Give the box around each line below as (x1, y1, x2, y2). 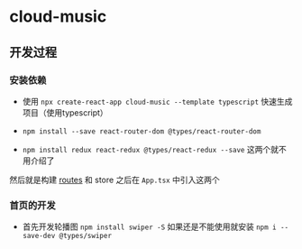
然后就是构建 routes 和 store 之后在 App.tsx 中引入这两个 (9, 174, 220, 185)
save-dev (22, 232, 56, 241)
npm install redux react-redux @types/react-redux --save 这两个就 (22, 143, 279, 154)
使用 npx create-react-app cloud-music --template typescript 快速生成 (22, 96, 293, 106)
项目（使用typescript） (22, 106, 108, 118)
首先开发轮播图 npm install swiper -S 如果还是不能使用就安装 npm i (22, 221, 277, 232)
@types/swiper (59, 232, 113, 241)
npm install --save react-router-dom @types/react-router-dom (22, 126, 261, 136)
